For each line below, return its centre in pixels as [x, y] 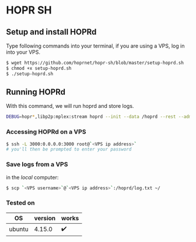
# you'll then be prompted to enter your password [69, 149]
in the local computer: [32, 177]
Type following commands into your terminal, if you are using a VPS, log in [95, 46]
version [45, 218]
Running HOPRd [36, 92]
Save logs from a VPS [37, 165]
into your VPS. [23, 52]
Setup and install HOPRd [51, 32]
